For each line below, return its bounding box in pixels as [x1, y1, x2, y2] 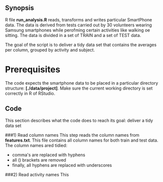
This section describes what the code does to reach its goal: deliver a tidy [5, 117, 153, 123]
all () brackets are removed [12, 157, 67, 163]
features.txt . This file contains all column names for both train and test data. [5, 137, 159, 143]
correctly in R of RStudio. [5, 90, 55, 96]
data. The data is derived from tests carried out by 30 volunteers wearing [5, 22, 152, 28]
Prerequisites [5, 64, 61, 75]
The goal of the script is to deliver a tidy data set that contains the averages [5, 41, 157, 48]
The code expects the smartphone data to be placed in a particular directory [5, 80, 158, 86]
